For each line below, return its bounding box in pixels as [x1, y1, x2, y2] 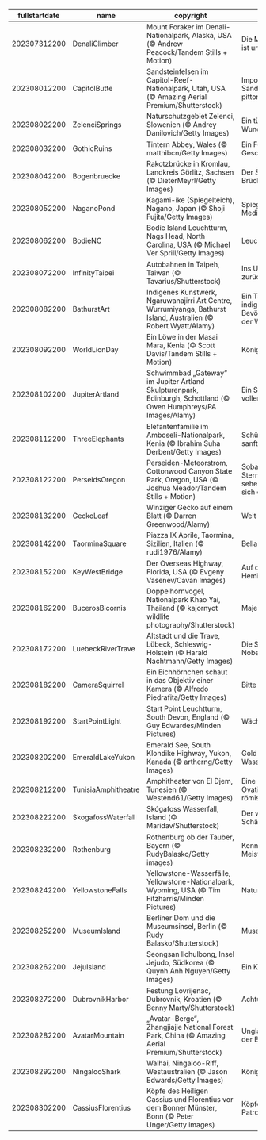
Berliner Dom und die [146, 913, 216, 923]
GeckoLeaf [72, 511, 108, 520]
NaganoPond [72, 204, 116, 213]
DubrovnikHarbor [72, 994, 129, 1004]
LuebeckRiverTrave [72, 643, 136, 653]
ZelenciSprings [72, 120, 122, 129]
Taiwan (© [146, 267, 181, 278]
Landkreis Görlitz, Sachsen [146, 167, 234, 177]
